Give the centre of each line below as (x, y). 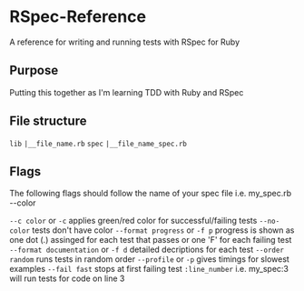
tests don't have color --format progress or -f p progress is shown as (163, 230)
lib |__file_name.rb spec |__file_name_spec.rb (98, 144)
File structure (48, 121)
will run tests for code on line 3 (67, 278)
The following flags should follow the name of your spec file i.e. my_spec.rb (151, 194)
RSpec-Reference (78, 17)
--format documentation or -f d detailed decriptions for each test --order (147, 250)
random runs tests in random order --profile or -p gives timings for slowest (150, 259)
